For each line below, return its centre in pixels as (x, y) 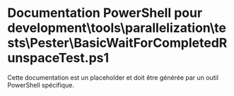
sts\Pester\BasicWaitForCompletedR (117, 43)
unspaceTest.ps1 (58, 58)
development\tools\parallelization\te (117, 28)
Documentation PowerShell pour (105, 13)
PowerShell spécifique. (41, 85)
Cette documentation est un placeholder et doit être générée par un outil (113, 77)
